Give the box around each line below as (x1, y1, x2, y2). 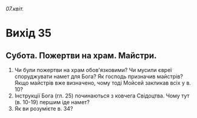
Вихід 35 (5, 27, 52, 40)
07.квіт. (5, 5, 24, 12)
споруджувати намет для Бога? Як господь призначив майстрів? (14, 73, 183, 80)
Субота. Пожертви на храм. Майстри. (5, 50, 157, 61)
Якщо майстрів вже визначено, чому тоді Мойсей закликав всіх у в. (14, 79, 192, 87)
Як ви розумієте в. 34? (14, 105, 73, 112)
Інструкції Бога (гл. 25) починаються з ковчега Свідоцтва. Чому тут (14, 92, 190, 99)
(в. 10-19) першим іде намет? (14, 99, 90, 105)
